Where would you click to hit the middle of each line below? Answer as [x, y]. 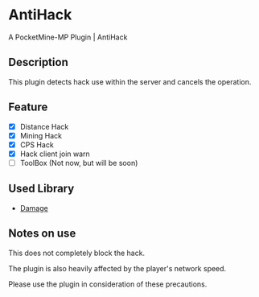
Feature [28, 107]
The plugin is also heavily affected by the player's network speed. [117, 268]
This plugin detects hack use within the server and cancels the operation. [130, 81]
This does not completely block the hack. [77, 253]
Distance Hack [44, 126]
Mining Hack [41, 135]
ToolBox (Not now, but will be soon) [79, 163]
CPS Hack [37, 144]
